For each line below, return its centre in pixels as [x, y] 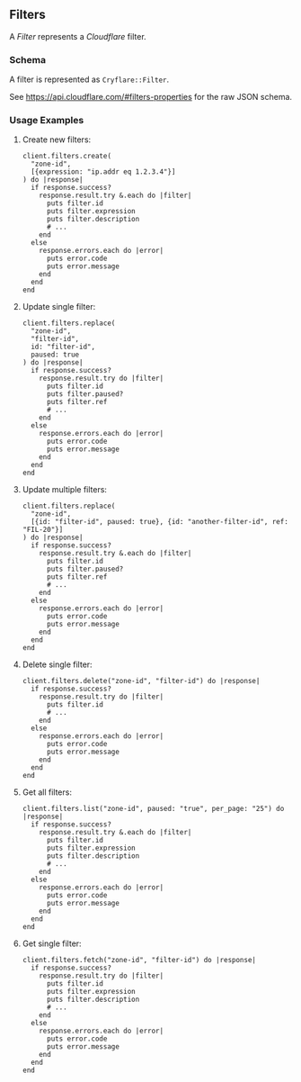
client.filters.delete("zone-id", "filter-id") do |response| [141, 681]
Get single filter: [52, 943]
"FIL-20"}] [43, 530]
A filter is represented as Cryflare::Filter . [89, 79]
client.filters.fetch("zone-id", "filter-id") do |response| [139, 960]
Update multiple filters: [65, 490]
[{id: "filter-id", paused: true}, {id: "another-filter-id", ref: [160, 522]
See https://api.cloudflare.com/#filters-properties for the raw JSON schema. [151, 97]
